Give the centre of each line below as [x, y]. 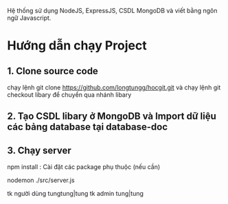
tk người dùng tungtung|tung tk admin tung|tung [76, 194]
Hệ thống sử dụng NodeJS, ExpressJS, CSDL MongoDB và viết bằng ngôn [112, 11]
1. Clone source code [53, 71]
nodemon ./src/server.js [41, 180]
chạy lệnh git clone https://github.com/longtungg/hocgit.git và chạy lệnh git [114, 87]
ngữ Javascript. [29, 18]
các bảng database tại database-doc [88, 127]
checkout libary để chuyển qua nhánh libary [69, 95]
